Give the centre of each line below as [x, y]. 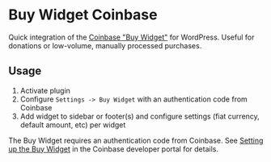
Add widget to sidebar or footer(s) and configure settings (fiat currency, [140, 116]
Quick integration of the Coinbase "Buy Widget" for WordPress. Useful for [131, 37]
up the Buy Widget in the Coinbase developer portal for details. [113, 149]
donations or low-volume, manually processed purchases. [105, 45]
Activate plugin [45, 90]
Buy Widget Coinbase [83, 15]
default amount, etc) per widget [73, 125]
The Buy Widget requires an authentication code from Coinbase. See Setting [136, 140]
